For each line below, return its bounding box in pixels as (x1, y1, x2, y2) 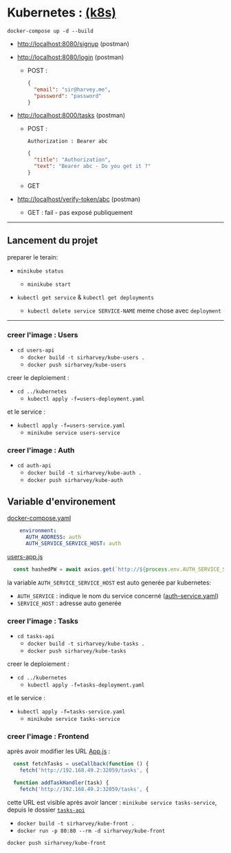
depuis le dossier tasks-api (7, 805, 85, 814)
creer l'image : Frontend (7, 731, 89, 741)
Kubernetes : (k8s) (7, 5, 117, 21)
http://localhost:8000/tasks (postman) (16, 112, 126, 120)
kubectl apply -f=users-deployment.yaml (27, 396, 145, 403)
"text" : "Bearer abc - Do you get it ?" (33, 163, 151, 170)
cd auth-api (16, 463, 52, 470)
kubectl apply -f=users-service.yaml (16, 422, 126, 430)
